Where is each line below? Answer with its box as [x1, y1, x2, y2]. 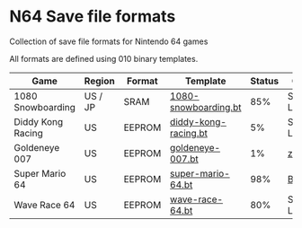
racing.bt [169, 127, 209, 139]
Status [250, 75, 280, 87]
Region [84, 75, 115, 87]
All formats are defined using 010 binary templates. [9, 53, 199, 64]
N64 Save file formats [9, 6, 176, 27]
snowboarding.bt [169, 101, 242, 113]
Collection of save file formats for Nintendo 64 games [9, 36, 209, 47]
